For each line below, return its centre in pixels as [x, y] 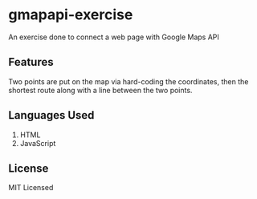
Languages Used [51, 115]
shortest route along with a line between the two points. [100, 90]
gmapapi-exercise [71, 15]
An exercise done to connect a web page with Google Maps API [114, 37]
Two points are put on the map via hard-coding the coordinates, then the [128, 81]
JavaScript [38, 143]
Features [31, 62]
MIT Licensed [31, 188]
